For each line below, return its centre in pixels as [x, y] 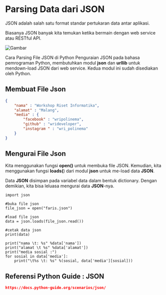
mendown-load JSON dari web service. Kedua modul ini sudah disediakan [82, 68]
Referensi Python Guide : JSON [55, 276]
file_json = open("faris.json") [39, 208]
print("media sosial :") [31, 252]
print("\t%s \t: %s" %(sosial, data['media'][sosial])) [74, 261]
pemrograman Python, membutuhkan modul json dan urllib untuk [73, 63]
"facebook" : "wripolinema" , [53, 119]
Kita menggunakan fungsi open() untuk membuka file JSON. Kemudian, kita [83, 166]
